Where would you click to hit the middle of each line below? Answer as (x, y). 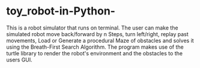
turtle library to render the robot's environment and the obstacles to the (95, 53)
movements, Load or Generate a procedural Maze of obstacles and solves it (100, 40)
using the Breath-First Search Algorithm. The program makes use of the (95, 47)
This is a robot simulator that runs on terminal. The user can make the (92, 28)
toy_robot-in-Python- (61, 11)
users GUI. (20, 60)
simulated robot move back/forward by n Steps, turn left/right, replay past (98, 34)
